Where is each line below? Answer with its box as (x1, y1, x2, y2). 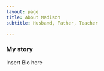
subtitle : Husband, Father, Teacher (6, 20, 98, 26)
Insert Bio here (6, 58, 43, 66)
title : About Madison (6, 14, 61, 20)
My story (6, 45, 33, 54)
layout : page (6, 8, 39, 15)
